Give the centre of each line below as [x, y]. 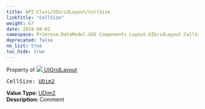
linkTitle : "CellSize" [35, 18]
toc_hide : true [26, 52]
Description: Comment [35, 99]
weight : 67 [20, 23]
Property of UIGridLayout [42, 69]
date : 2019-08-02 [28, 29]
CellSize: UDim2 [31, 81]
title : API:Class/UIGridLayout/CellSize [59, 12]
